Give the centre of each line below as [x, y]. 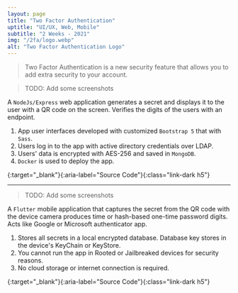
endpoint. [21, 117]
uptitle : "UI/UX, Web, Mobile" [53, 27]
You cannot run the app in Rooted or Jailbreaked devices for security [118, 253]
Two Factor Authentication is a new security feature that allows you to [126, 67]
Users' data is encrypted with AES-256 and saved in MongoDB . [107, 154]
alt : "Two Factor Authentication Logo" [66, 47]
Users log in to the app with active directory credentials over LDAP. [115, 146]
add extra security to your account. [76, 74]
